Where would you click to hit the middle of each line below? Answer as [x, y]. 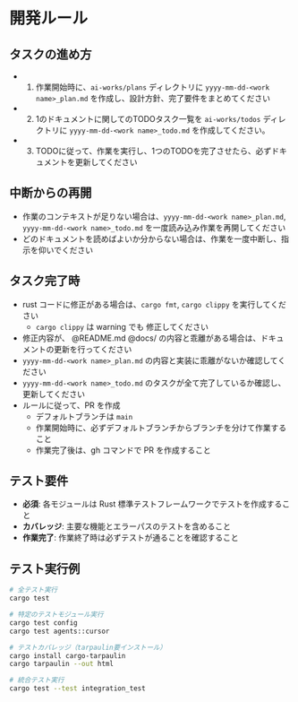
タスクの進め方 [51, 54]
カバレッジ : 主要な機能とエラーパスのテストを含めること [126, 526]
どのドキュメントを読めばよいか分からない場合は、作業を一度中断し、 [152, 238]
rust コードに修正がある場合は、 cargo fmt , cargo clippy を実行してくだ [154, 304]
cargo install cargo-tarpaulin [68, 655]
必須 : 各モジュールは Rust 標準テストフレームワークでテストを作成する [152, 504]
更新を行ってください [93, 349]
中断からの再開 [51, 193]
